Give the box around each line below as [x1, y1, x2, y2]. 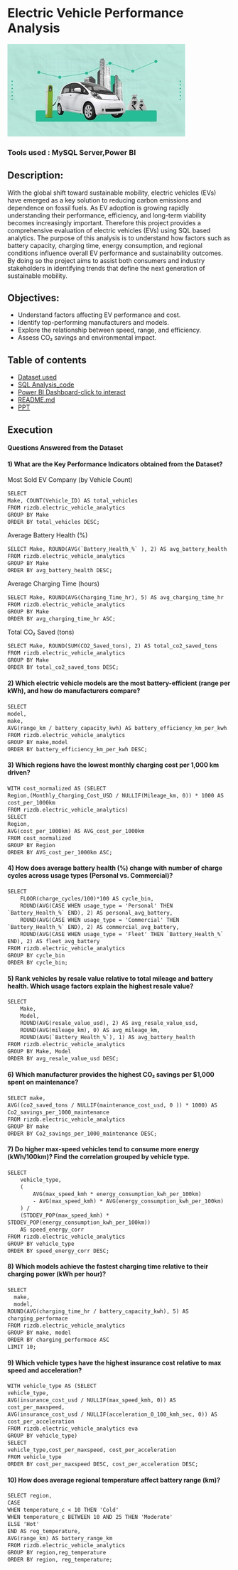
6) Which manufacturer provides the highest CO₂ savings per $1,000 [7, 1070, 215, 1078]
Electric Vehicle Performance [7, 5, 184, 21]
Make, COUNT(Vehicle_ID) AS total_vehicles [7, 498, 139, 505]
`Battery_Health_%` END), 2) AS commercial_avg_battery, [7, 924, 180, 931]
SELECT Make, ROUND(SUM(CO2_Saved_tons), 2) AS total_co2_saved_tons [7, 642, 218, 650]
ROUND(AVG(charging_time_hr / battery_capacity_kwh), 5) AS [7, 1308, 190, 1315]
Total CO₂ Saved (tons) [7, 628, 75, 637]
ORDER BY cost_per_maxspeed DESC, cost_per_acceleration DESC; [7, 1461, 199, 1468]
